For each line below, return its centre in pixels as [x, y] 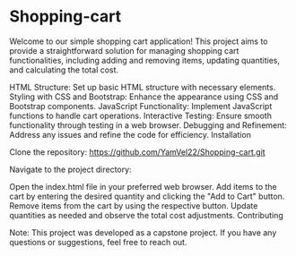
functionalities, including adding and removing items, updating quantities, [145, 60]
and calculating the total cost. [64, 70]
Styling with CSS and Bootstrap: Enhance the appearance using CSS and [144, 97]
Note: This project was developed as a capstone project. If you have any [143, 232]
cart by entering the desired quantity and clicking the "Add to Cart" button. [147, 196]
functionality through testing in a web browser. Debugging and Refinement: [148, 125]
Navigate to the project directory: [70, 169]
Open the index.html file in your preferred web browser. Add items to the [143, 186]
